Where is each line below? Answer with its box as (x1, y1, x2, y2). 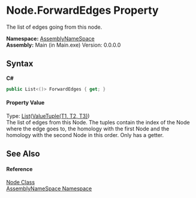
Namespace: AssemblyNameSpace (6, 35, 95, 42)
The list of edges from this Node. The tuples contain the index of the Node (6, 118, 190, 126)
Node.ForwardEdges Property (6, 4, 159, 17)
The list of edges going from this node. (6, 23, 102, 31)
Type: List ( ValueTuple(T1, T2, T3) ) (6, 112, 90, 120)
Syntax (6, 59, 34, 69)
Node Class (6, 179, 35, 186)
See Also (6, 149, 40, 159)
